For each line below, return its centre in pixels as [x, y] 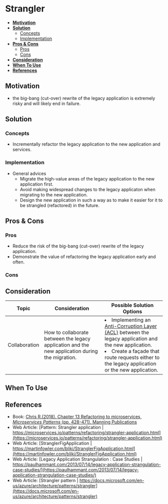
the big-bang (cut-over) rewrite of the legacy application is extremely [84, 98]
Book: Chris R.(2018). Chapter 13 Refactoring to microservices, [77, 417]
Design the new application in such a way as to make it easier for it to [91, 200]
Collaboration [23, 345]
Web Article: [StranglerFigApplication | [52, 443]
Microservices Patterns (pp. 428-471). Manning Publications [75, 422]
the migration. [60, 357]
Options [132, 311]
